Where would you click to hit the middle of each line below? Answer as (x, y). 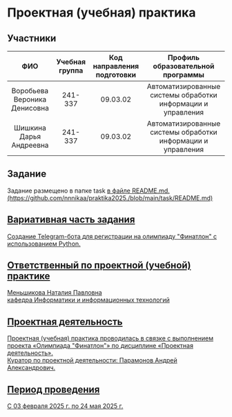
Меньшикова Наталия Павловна (55, 293)
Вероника (30, 99)
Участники (32, 38)
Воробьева (30, 91)
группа (71, 70)
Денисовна (30, 108)
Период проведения (54, 389)
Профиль (184, 58)
